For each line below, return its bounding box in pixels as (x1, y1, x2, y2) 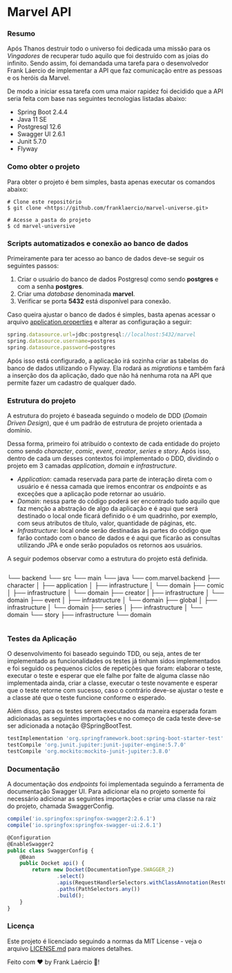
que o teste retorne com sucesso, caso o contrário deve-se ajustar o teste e (7, 686, 224, 695)
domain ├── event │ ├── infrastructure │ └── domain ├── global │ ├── (7, 596, 217, 604)
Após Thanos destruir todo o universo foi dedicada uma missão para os (7, 44, 211, 53)
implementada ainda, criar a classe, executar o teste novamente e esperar (7, 679, 218, 688)
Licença (7, 921, 35, 931)
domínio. (7, 426, 32, 434)
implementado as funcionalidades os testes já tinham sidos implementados (7, 657, 221, 665)
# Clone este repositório (7, 198, 81, 205)
